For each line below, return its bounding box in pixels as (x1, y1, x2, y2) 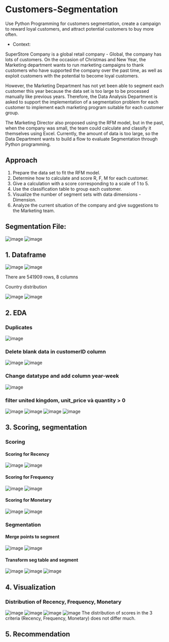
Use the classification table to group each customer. (12, 186, 122, 192)
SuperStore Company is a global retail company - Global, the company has (5, 51, 161, 57)
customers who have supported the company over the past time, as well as (5, 67, 162, 73)
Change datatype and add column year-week (5, 372, 119, 379)
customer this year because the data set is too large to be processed (5, 88, 150, 94)
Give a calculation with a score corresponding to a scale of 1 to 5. (12, 180, 149, 187)
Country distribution (5, 284, 47, 290)
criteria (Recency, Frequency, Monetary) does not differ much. (5, 615, 136, 621)
